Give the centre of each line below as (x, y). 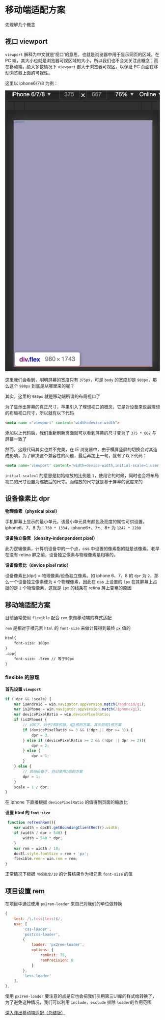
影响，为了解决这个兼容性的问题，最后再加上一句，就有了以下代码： (78, 455)
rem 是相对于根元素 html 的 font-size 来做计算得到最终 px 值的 (68, 628)
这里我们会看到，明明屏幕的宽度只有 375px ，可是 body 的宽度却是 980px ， (79, 380)
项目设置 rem (25, 891)
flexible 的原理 (22, 677)
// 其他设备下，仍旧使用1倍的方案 (53, 772)
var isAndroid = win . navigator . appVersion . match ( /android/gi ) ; (80, 704)
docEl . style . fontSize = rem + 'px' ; (52, 854)
